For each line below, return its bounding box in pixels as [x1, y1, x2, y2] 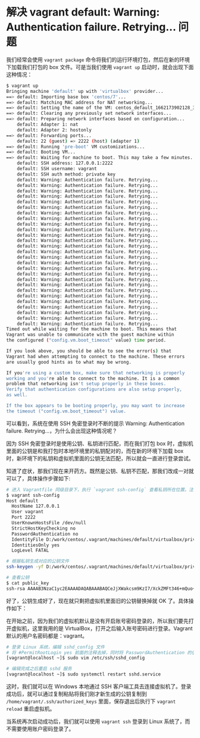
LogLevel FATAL [11, 548, 49, 553]
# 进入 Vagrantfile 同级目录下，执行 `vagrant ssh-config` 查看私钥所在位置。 [6, 486, 189, 493]
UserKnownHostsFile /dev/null [11, 520, 86, 526]
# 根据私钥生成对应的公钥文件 [6, 558, 70, 564]
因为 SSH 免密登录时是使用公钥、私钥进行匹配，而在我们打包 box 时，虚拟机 [6, 440, 193, 447]
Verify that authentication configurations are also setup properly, [6, 386, 183, 393]
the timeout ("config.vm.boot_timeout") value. [6, 408, 127, 414]
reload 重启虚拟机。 [6, 705, 55, 712]
